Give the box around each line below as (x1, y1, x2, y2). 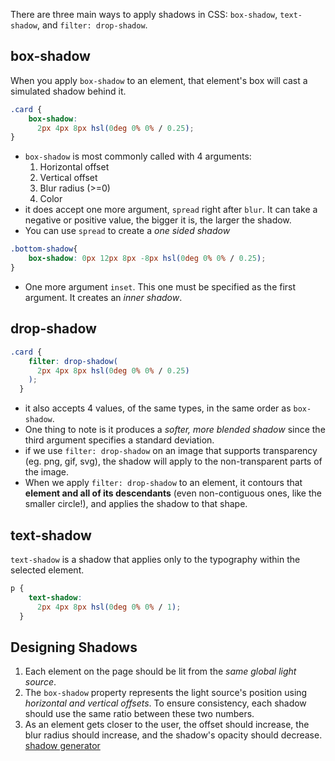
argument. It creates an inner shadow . (24, 291, 183, 303)
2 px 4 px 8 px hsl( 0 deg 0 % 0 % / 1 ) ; (36, 602, 182, 612)
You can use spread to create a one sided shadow (24, 225, 231, 237)
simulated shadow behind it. (10, 85, 127, 97)
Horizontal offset (39, 161, 110, 173)
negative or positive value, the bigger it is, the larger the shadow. (24, 214, 292, 226)
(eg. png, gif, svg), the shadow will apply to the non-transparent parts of (24, 455, 323, 468)
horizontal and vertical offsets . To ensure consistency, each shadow (24, 697, 307, 709)
